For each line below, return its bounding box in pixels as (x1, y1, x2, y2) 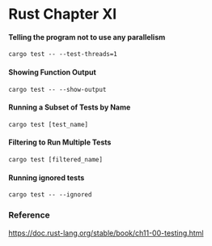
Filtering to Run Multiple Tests (8, 137, 112, 147)
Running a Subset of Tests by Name (8, 102, 131, 112)
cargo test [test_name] (8, 120, 89, 128)
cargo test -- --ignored (8, 191, 92, 199)
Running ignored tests (8, 172, 85, 183)
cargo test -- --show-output (8, 85, 107, 93)
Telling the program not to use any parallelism (8, 32, 166, 41)
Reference (8, 209, 50, 221)
